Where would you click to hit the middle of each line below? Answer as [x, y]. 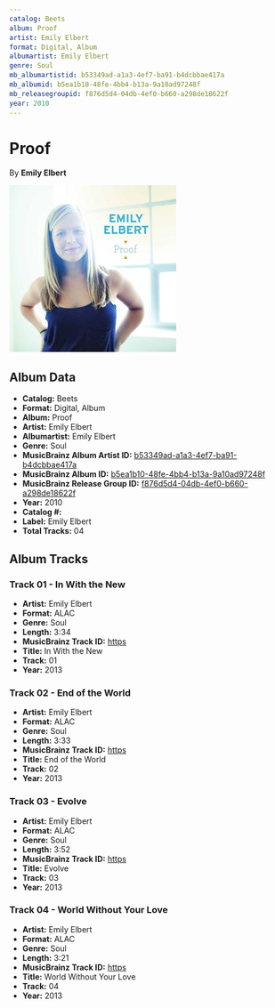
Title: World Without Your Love [79, 976]
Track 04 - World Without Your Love [89, 910]
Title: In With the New [62, 650]
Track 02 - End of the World [70, 692]
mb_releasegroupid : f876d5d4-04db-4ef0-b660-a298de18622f [119, 93]
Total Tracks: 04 [53, 531]
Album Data [43, 377]
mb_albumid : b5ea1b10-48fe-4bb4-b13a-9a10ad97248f [105, 85]
